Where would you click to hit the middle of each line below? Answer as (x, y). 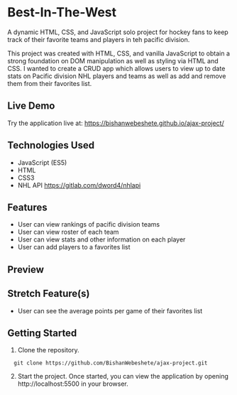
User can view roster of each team (68, 232)
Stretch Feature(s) (49, 294)
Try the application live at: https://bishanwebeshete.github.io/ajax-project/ (116, 123)
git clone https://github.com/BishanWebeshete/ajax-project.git (111, 363)
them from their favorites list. (50, 83)
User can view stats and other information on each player (101, 239)
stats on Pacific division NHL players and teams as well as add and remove (117, 76)
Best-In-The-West (62, 12)
